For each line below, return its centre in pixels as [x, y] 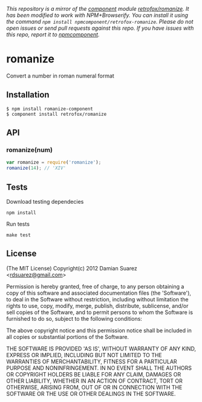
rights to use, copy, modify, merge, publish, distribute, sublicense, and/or [97, 306]
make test [19, 235]
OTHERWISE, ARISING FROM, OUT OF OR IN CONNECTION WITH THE [94, 387]
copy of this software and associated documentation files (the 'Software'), [99, 293]
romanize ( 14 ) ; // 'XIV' [36, 168]
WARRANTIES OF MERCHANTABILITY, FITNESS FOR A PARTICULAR [92, 361]
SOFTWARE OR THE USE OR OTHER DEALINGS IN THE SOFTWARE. [91, 394]
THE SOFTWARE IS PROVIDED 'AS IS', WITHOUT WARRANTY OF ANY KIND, [101, 349]
